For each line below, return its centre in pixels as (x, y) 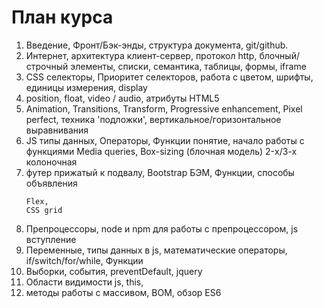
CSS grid (44, 210)
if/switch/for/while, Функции (84, 260)
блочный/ (279, 55)
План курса (62, 17)
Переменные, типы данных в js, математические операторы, (156, 250)
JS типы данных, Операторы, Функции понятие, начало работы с (165, 140)
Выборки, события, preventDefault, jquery (114, 271)
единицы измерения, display (86, 87)
